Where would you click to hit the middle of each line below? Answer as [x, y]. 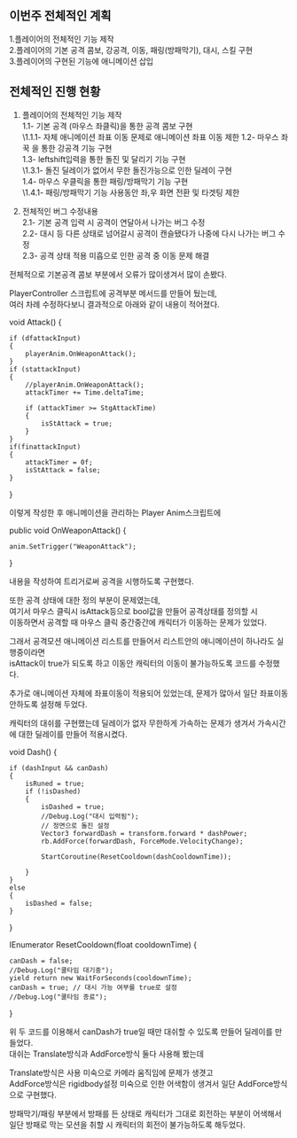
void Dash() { [33, 752]
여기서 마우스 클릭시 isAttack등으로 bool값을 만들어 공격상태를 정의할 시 [134, 611]
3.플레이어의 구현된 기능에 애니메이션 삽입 [81, 61]
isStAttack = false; [63, 470]
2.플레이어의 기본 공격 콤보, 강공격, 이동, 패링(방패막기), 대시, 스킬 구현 [131, 50]
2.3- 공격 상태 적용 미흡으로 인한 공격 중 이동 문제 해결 [116, 255]
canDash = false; [41, 961]
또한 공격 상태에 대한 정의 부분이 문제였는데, [85, 600]
